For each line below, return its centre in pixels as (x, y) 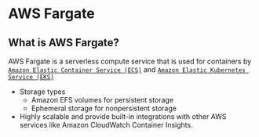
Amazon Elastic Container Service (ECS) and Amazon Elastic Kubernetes (127, 70)
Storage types (42, 92)
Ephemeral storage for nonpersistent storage (104, 108)
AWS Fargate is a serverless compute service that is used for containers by (130, 61)
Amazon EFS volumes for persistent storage (102, 100)
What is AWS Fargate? (64, 43)
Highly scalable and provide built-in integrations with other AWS (123, 117)
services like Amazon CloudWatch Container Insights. (106, 125)
